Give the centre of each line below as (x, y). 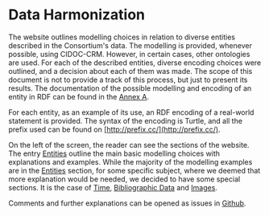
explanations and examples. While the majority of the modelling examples (130, 161)
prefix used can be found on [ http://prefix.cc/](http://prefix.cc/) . (114, 129)
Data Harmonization (77, 15)
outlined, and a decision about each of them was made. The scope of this (130, 71)
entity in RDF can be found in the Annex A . (79, 96)
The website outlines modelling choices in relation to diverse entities (122, 37)
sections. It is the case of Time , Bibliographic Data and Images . (113, 187)
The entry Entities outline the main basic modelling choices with (114, 153)
